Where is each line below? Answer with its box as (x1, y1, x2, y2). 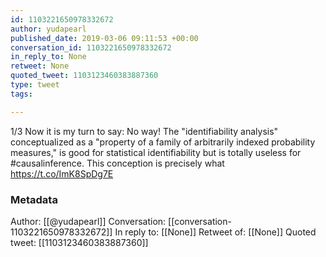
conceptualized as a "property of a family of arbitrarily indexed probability (10, 136, 316, 148)
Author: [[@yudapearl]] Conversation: (10, 215, 167, 227)
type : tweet (10, 80, 60, 90)
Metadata (10, 192, 58, 206)
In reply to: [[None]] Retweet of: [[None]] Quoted (114, 226, 317, 238)
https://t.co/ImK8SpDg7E (10, 167, 114, 180)
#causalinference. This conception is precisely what (10, 157, 225, 169)
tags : (10, 89, 33, 99)
